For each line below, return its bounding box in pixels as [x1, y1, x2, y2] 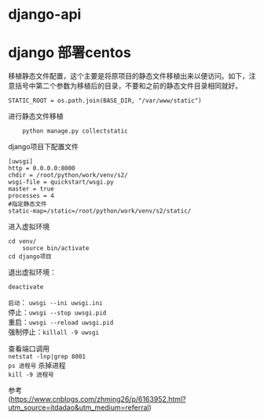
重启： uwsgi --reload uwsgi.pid [8, 318, 114, 327]
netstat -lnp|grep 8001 [8, 353, 86, 361]
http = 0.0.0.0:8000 [8, 165, 76, 173]
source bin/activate [22, 245, 90, 253]
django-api [8, 5, 82, 24]
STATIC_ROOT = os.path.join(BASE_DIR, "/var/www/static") [8, 97, 202, 105]
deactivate [8, 283, 44, 291]
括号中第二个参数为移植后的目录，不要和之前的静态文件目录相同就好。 [14, 81, 242, 91]
